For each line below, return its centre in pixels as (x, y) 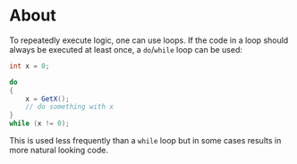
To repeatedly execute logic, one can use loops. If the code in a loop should (149, 40)
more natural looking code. (59, 150)
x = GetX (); (47, 99)
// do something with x (70, 107)
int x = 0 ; (30, 66)
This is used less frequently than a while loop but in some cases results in (145, 141)
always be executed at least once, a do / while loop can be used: (126, 49)
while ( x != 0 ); (39, 124)
